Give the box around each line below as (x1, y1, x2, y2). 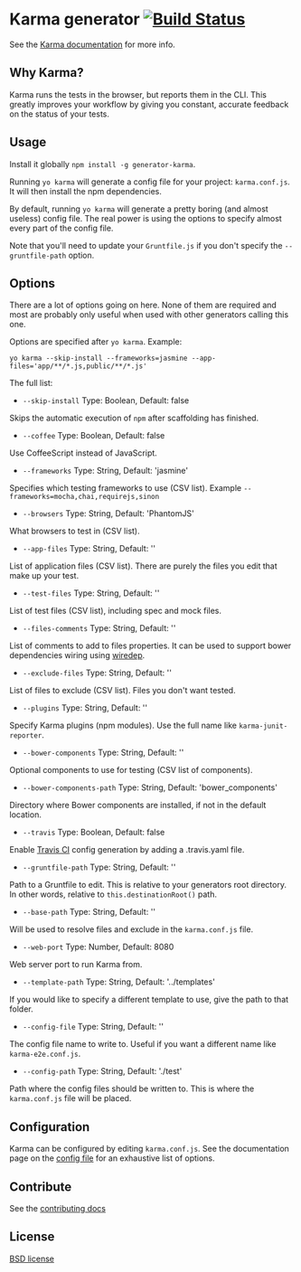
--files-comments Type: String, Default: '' (22, 623, 176, 634)
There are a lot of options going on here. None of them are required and (9, 299, 277, 311)
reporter (9, 731, 42, 740)
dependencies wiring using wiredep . (9, 650, 146, 661)
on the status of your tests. (9, 108, 110, 119)
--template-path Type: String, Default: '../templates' (22, 976, 215, 987)
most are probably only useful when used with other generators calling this (9, 309, 289, 320)
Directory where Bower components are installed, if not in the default (9, 800, 267, 811)
